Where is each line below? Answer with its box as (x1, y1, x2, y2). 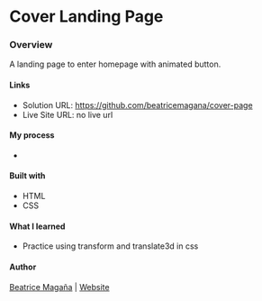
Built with (9, 170, 46, 181)
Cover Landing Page (9, 6, 164, 27)
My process (9, 130, 55, 141)
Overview (9, 39, 53, 51)
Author (9, 261, 37, 272)
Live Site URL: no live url (22, 109, 113, 120)
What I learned (9, 221, 66, 232)
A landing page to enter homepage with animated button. (9, 59, 221, 69)
